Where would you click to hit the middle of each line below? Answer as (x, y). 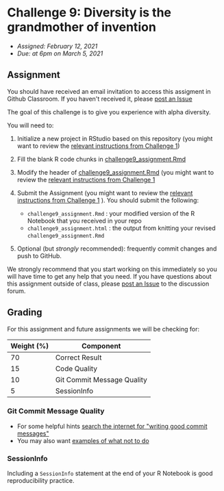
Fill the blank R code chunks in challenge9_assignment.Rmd (101, 159)
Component (101, 346)
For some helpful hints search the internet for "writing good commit (112, 426)
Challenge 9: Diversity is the (89, 13)
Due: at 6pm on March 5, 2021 (60, 53)
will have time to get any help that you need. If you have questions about (109, 276)
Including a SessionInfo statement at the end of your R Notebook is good (110, 473)
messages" (33, 433)
